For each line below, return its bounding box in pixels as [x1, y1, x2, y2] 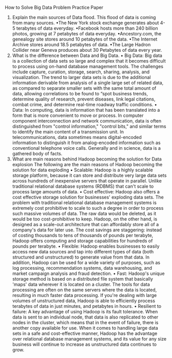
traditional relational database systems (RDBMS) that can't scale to [12, 183, 154, 189]
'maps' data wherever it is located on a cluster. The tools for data [12, 282, 150, 287]
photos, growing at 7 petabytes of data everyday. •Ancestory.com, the [12, 31, 162, 36]
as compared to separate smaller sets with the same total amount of [12, 85, 157, 91]
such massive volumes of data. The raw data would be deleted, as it [12, 210, 157, 216]
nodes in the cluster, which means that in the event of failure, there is [12, 320, 159, 325]
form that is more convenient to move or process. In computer [12, 112, 144, 118]
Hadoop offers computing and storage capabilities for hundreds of [12, 238, 153, 244]
